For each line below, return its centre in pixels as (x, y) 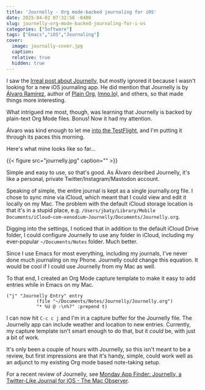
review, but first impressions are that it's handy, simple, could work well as (100, 356)
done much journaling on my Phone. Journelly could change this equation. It (102, 260)
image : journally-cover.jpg (48, 46)
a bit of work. (23, 337)
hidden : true (28, 63)
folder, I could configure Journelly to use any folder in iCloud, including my (100, 235)
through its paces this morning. (45, 137)
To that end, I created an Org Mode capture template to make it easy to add (101, 278)
